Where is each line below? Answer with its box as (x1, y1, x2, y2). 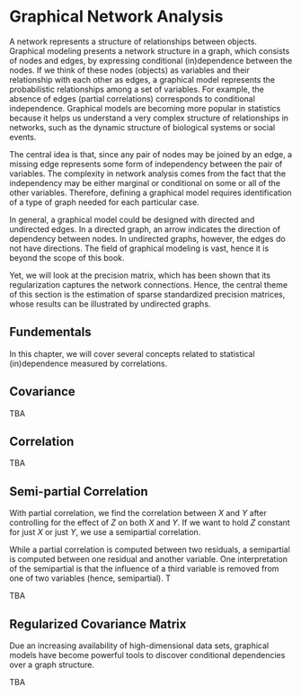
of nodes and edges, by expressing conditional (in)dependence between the (9, 55, 293, 66)
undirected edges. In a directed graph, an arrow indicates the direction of (9, 223, 281, 235)
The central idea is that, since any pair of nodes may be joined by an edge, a (9, 148, 293, 159)
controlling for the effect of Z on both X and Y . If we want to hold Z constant (9, 517, 290, 528)
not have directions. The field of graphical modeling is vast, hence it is (9, 243, 270, 254)
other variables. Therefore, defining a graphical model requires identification (9, 187, 292, 198)
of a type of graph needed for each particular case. (9, 196, 199, 208)
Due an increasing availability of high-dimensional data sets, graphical (9, 640, 270, 651)
